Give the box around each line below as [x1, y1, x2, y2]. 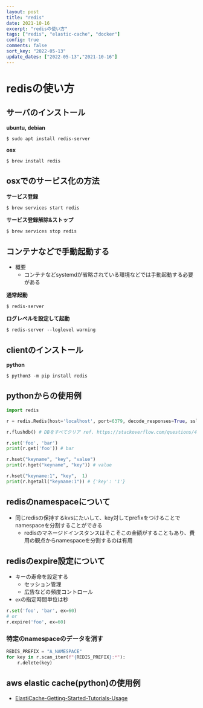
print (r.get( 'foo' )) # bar [6, 445, 74, 452]
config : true [6, 37, 39, 43]
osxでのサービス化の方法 [6, 176, 100, 186]
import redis [6, 407, 39, 413]
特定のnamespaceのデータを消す [6, 634, 104, 643]
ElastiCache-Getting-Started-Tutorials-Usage [14, 694, 128, 701]
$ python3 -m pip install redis [6, 373, 88, 379]
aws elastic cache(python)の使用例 [6, 678, 141, 689]
